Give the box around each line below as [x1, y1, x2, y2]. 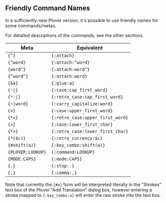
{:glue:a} [51, 80, 75, 86]
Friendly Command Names [5, 4, 90, 13]
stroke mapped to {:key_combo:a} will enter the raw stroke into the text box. [5, 192, 161, 198]
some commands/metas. [5, 23, 57, 29]
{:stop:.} [51, 163, 75, 168]
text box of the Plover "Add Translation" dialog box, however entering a [5, 186, 152, 192]
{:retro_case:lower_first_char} [51, 128, 129, 134]
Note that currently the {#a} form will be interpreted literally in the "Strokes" [5, 181, 161, 187]
